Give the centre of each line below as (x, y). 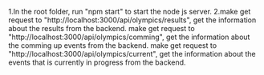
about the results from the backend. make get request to (102, 28)
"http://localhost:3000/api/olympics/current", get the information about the (132, 54)
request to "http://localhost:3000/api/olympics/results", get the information (132, 20)
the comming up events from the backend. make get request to (113, 45)
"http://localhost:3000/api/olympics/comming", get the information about (129, 37)
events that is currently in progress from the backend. (97, 62)
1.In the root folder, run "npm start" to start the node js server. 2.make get (130, 12)
